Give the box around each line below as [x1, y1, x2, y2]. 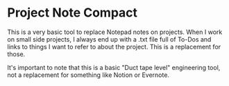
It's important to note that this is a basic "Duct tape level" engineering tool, [7, 63, 221, 71]
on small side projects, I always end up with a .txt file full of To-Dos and [7, 35, 212, 43]
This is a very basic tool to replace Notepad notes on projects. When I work [7, 28, 223, 36]
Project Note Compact [7, 5, 137, 21]
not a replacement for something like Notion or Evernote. [7, 71, 170, 79]
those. [7, 50, 26, 58]
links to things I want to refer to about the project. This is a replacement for [7, 42, 221, 51]
